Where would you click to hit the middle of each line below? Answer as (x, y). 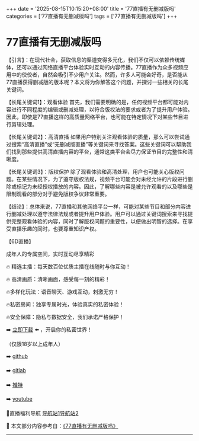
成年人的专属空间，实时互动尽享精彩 (50, 254)
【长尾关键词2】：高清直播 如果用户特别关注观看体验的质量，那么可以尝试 (95, 137)
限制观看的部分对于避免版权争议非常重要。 (58, 194)
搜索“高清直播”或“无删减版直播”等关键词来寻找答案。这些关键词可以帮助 (99, 144)
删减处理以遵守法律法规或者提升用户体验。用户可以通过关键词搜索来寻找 (99, 214)
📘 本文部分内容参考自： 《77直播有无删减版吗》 (62, 426)
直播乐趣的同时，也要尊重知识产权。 (55, 229)
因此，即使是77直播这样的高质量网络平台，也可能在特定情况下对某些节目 (95, 117)
